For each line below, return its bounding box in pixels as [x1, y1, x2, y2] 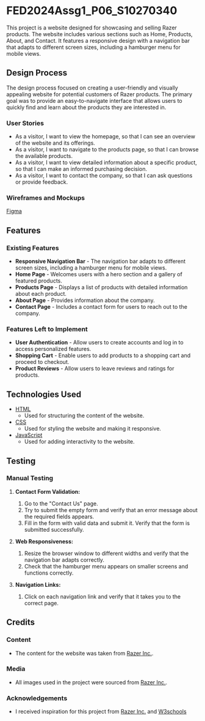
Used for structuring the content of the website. [24, 412, 145, 420]
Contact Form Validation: [15, 488, 81, 495]
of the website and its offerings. [15, 139, 96, 147]
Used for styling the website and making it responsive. [24, 425, 162, 432]
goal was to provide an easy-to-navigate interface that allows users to [6, 97, 182, 104]
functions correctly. [24, 569, 74, 576]
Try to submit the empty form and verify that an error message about [24, 506, 198, 513]
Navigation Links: [15, 581, 61, 588]
